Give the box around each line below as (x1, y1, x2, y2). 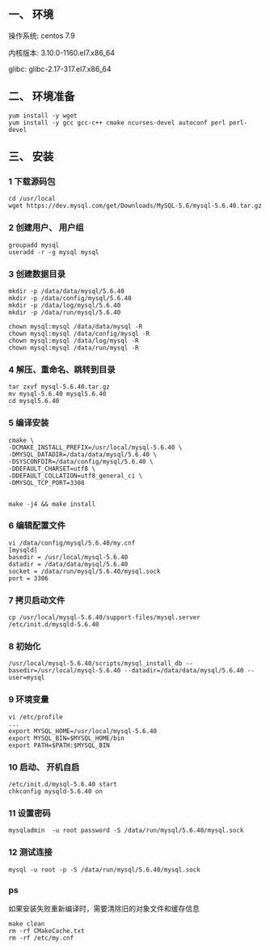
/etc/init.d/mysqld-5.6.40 (8, 621, 99, 629)
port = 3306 (8, 574, 49, 583)
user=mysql (8, 674, 45, 682)
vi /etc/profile (8, 713, 63, 721)
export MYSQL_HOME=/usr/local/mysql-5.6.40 (8, 727, 158, 735)
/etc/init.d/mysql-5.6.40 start (8, 780, 117, 788)
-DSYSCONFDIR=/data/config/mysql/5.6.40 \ (8, 457, 154, 465)
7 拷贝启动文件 (8, 594, 65, 605)
